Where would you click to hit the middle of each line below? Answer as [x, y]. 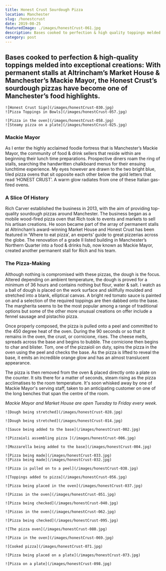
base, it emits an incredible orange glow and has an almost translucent [77, 358]
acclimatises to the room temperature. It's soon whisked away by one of [79, 383]
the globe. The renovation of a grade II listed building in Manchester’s [76, 240]
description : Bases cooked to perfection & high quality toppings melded [83, 33]
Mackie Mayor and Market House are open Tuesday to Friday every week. [81, 403]
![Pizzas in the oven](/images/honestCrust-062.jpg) [61, 512]
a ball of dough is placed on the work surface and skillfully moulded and [79, 290]
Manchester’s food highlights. [53, 96]
